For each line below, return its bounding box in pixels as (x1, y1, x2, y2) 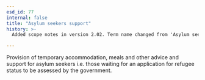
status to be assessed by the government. (6, 67, 112, 74)
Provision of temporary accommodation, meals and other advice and (6, 54, 179, 61)
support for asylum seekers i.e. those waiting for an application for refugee (6, 60, 195, 68)
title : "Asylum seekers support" (6, 20, 92, 26)
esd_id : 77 (6, 9, 34, 15)
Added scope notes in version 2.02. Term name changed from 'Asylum (12, 32, 190, 38)
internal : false (6, 15, 48, 21)
